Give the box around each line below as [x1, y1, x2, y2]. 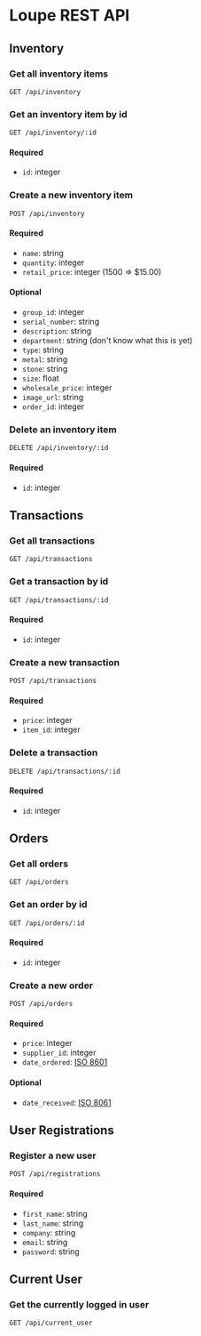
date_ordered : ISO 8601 [21, 1057, 108, 1067]
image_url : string [21, 392, 84, 403]
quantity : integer [21, 257, 85, 268]
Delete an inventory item [9, 423, 117, 436]
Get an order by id [9, 898, 88, 911]
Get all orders [9, 857, 69, 870]
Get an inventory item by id [9, 108, 128, 120]
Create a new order [9, 979, 94, 992]
